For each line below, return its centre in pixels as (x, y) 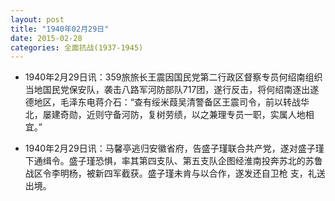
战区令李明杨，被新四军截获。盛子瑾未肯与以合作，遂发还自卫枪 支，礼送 (175, 173)
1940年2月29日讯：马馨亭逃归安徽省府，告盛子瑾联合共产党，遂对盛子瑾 (174, 148)
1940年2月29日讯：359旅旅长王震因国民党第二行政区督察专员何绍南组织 (173, 77)
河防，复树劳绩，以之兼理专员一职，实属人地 (213, 115)
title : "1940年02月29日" (60, 29)
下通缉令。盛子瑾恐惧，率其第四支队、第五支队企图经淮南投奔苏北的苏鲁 (173, 161)
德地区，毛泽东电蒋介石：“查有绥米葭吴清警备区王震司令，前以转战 (162, 102)
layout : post (37, 19)
